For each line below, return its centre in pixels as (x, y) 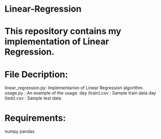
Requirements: (35, 118)
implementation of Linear (57, 42)
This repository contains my (63, 31)
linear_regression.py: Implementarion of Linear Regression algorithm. (74, 88)
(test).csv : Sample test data (33, 98)
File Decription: (36, 74)
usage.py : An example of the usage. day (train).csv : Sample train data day (80, 93)
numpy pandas (20, 131)
